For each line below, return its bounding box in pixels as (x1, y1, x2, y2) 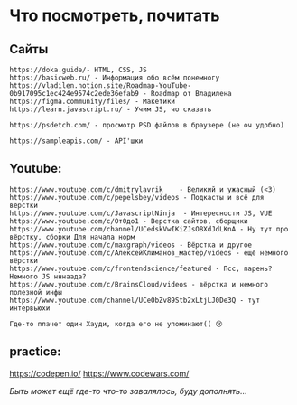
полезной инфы (9, 287, 63, 297)
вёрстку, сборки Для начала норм (9, 232, 135, 241)
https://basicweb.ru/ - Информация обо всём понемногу (9, 73, 220, 82)
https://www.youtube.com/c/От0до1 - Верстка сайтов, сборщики (9, 216, 248, 226)
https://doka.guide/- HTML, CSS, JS (9, 65, 147, 74)
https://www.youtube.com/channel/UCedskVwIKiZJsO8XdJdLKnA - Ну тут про (9, 224, 289, 233)
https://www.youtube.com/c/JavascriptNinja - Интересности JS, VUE (9, 209, 273, 218)
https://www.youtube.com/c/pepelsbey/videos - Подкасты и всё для (9, 193, 265, 202)
